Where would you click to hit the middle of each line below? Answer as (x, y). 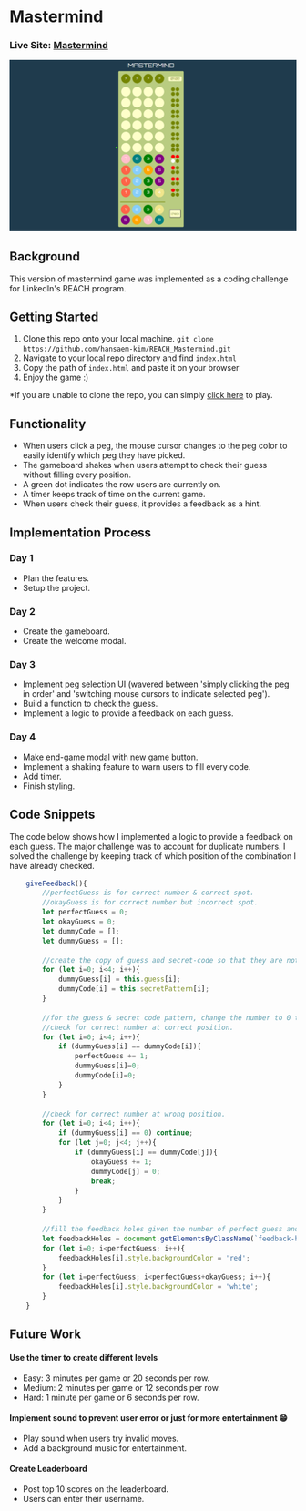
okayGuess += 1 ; (122, 1162)
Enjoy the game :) (56, 378)
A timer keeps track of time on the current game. (114, 495)
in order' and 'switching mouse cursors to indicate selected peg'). (146, 694)
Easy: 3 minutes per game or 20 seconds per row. (116, 1378)
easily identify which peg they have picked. (104, 455)
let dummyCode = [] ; (81, 931)
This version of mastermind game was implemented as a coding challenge (149, 279)
